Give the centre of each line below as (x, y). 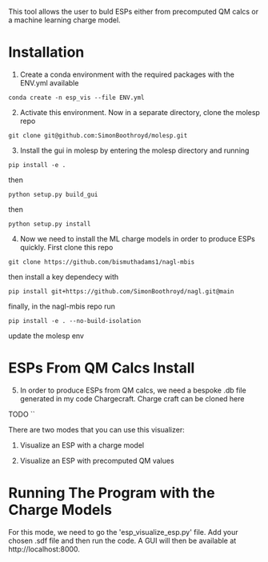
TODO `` (22, 414)
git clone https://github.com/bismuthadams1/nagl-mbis (102, 262)
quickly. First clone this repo (66, 247)
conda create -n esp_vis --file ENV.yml (77, 98)
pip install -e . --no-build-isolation (75, 321)
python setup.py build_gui (53, 194)
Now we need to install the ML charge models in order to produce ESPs (138, 238)
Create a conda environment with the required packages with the (127, 74)
